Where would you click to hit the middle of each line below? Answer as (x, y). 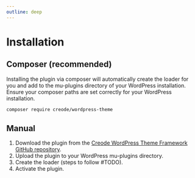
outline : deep (24, 12)
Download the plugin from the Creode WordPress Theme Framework (101, 143)
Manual (21, 128)
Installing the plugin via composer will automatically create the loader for (97, 79)
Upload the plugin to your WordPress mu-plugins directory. (89, 156)
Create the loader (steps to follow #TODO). (69, 162)
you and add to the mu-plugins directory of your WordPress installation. (96, 85)
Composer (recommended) (59, 64)
